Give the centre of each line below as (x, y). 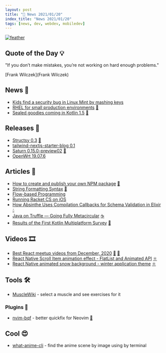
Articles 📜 (21, 172)
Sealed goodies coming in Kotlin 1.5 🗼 (50, 112)
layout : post (19, 10)
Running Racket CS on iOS (39, 199)
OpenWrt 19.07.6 (29, 156)
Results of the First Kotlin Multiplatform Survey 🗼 (62, 223)
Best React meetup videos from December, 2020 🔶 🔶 (66, 253)
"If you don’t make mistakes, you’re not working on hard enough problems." (82, 65)
